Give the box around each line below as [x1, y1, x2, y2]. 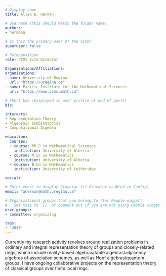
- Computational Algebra [5, 125, 56, 130]
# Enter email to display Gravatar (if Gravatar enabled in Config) [5, 184, 149, 190]
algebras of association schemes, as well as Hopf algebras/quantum [5, 255, 145, 261]
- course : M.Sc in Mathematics [9, 153, 74, 158]
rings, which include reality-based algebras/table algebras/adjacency [5, 250, 147, 255]
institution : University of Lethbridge [14, 166, 96, 171]
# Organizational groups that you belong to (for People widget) [5, 198, 142, 203]
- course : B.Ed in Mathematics [9, 162, 74, 167]
